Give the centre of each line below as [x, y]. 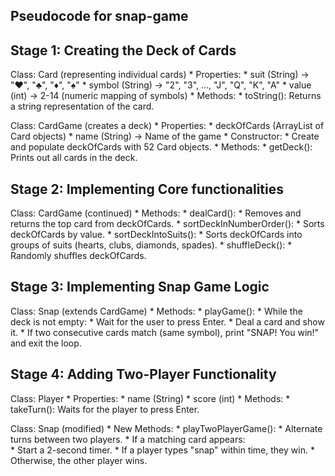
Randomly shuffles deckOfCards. [78, 256]
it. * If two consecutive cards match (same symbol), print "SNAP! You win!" [165, 332]
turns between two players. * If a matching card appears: [128, 439]
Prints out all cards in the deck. [74, 158]
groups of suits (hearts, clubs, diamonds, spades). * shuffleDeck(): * [151, 245]
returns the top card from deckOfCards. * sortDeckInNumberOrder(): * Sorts [167, 224]
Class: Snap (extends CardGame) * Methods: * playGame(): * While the [156, 311]
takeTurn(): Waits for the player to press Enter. [105, 409]
